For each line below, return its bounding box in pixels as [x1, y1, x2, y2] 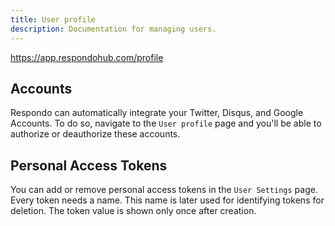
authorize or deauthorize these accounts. [10, 128, 181, 140]
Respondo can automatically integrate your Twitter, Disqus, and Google [10, 107, 304, 119]
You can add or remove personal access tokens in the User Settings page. [10, 184, 318, 196]
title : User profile [10, 14, 97, 25]
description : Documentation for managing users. [10, 24, 217, 34]
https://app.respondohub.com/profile [10, 51, 164, 63]
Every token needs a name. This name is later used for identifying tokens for [10, 194, 325, 206]
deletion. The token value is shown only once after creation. [10, 205, 257, 217]
